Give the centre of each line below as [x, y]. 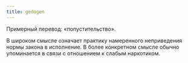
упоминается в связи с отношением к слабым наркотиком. [83, 53]
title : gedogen [25, 12]
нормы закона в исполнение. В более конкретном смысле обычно [93, 47]
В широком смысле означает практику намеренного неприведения [94, 40]
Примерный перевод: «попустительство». [61, 29]
